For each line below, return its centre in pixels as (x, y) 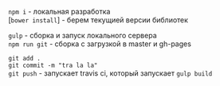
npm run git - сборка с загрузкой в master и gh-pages (100, 44)
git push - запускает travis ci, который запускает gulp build (110, 73)
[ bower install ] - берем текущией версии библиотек (98, 20)
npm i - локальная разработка (59, 12)
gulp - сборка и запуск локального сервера (82, 35)
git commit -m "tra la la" (53, 65)
